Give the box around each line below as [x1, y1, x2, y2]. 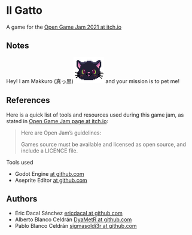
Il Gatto [6, 4, 43, 17]
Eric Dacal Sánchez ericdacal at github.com [14, 210, 123, 217]
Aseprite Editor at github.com [14, 176, 88, 184]
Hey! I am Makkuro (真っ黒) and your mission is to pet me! [6, 77, 180, 84]
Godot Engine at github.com [14, 170, 84, 177]
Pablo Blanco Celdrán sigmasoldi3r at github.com [14, 222, 137, 230]
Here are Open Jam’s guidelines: [20, 129, 102, 136]
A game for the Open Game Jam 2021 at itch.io [6, 23, 121, 30]
